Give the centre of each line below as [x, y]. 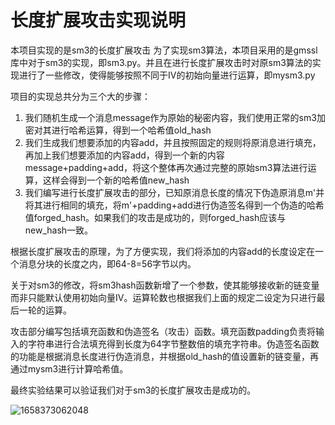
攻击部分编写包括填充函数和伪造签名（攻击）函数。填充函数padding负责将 [163, 331]
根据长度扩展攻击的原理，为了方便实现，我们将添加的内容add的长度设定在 [163, 251]
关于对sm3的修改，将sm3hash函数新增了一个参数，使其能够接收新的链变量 [165, 285]
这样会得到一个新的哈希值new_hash [116, 180]
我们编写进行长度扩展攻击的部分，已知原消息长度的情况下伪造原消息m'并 [174, 192]
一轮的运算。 [45, 310]
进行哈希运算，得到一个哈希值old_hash [131, 130]
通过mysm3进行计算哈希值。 [69, 368]
